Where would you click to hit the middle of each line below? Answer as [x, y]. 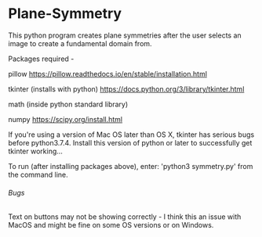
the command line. [38, 174]
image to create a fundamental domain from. [80, 43]
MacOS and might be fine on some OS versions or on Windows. [111, 225]
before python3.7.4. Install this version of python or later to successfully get [130, 142]
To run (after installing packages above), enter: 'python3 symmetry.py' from [131, 166]
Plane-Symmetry [65, 14]
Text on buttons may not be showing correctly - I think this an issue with [125, 217]
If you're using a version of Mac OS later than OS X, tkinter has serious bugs [131, 135]
